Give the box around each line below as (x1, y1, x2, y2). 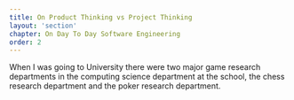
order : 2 (9, 37, 42, 47)
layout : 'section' (9, 21, 77, 30)
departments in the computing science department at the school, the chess (9, 72, 285, 82)
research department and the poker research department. (9, 81, 221, 91)
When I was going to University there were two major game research (9, 62, 261, 73)
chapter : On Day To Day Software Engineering (9, 29, 180, 38)
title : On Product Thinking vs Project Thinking (9, 12, 193, 22)
